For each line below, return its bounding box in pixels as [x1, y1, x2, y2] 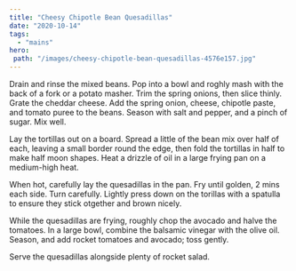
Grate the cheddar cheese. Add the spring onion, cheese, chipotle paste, [9, 98, 276, 108]
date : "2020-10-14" [9, 21, 82, 30]
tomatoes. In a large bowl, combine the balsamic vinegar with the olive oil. [9, 225, 280, 235]
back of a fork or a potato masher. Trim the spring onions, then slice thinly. [9, 88, 283, 99]
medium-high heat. [9, 162, 79, 172]
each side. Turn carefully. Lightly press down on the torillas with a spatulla [9, 188, 281, 199]
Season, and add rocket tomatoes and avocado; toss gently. [9, 235, 229, 244]
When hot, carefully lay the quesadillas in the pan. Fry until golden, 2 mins [9, 179, 280, 189]
